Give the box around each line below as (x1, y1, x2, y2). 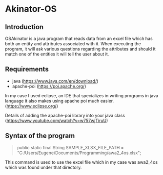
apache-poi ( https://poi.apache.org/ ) (12, 83, 86, 89)
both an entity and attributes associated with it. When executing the (5, 41, 141, 47)
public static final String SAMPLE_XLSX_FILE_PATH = (17, 144, 124, 150)
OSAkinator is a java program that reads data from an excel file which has (5, 35, 153, 41)
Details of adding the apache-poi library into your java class (5, 112, 125, 118)
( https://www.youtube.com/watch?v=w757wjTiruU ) (5, 118, 108, 123)
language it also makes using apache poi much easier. (5, 98, 114, 104)
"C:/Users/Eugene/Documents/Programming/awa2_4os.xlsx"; (17, 150, 142, 156)
